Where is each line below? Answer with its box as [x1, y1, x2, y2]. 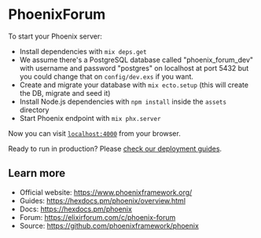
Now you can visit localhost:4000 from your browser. [8, 128, 181, 138]
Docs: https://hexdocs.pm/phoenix [19, 204, 132, 214]
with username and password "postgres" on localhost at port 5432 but [19, 63, 249, 72]
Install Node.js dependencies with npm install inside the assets [19, 97, 226, 106]
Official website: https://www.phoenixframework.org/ [19, 187, 193, 197]
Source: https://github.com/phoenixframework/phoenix [19, 221, 199, 230]
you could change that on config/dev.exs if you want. [19, 71, 194, 81]
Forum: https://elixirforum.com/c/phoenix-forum [19, 212, 176, 222]
